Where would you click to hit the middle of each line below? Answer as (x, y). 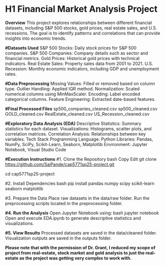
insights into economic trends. (36, 38)
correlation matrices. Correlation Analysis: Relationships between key (76, 134)
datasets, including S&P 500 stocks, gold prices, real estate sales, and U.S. (81, 28)
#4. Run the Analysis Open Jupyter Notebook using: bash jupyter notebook (82, 213)
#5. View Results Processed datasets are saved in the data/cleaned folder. (81, 233)
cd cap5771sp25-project (30, 174)
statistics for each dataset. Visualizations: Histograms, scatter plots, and (78, 128)
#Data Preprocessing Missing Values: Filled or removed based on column (80, 83)
